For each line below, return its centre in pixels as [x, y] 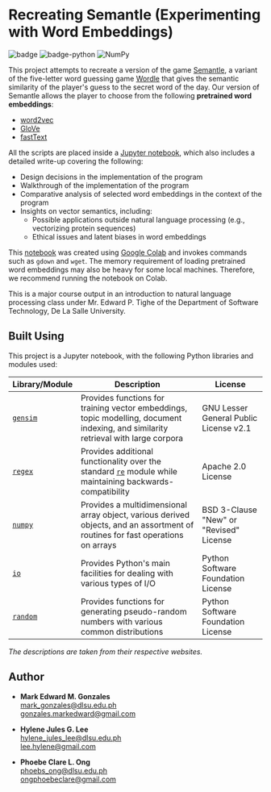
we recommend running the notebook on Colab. [88, 278]
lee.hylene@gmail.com [58, 746]
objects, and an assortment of [137, 524]
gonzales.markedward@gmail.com [77, 713]
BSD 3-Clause [230, 510]
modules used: [33, 364]
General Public [230, 418]
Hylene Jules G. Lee [54, 729]
